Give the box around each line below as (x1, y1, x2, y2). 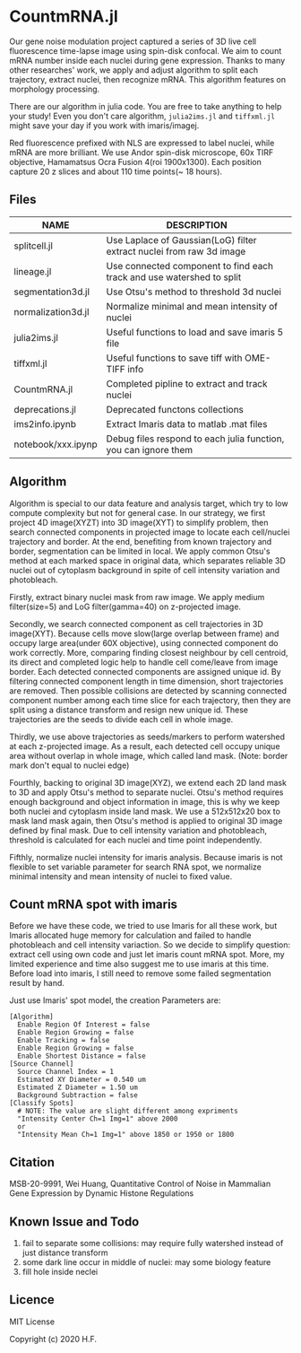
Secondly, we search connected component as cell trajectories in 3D (9, 618, 264, 629)
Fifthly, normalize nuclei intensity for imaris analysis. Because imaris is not (9, 851, 284, 862)
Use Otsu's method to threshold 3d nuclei (106, 285, 282, 298)
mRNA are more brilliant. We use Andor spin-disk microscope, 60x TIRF (9, 146, 274, 158)
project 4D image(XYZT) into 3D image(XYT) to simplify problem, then (9, 517, 269, 528)
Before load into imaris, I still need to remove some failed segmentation (9, 968, 271, 979)
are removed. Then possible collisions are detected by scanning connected (9, 685, 288, 696)
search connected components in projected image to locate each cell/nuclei (9, 527, 290, 537)
